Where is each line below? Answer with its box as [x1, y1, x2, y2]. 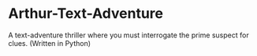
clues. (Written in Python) [8, 38, 91, 47]
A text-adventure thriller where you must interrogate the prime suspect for [8, 30, 250, 40]
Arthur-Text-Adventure [8, 5, 164, 23]
